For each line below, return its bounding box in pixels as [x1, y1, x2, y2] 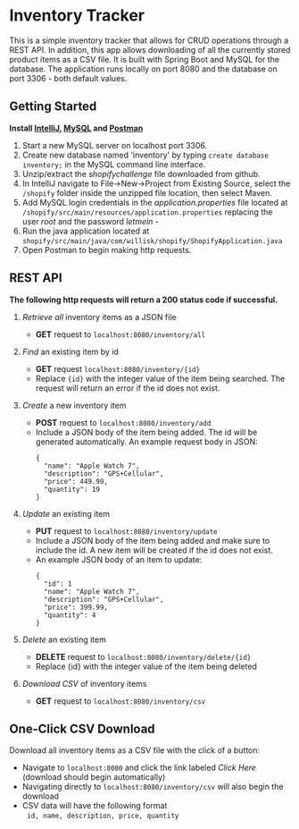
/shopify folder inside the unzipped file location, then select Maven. [21, 187, 272, 198]
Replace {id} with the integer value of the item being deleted [35, 661, 257, 672]
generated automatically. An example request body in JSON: [35, 436, 259, 447]
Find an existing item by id [21, 346, 119, 357]
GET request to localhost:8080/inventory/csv [35, 695, 206, 706]
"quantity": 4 [43, 610, 96, 620]
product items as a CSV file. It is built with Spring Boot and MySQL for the [9, 54, 279, 64]
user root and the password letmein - [21, 216, 159, 226]
